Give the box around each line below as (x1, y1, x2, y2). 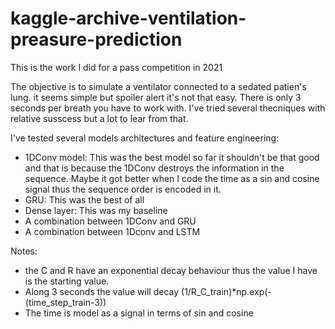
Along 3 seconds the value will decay (24, 285, 180, 297)
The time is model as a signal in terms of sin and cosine (24, 307, 254, 319)
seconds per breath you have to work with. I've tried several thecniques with (10, 102, 326, 114)
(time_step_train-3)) (24, 296, 107, 308)
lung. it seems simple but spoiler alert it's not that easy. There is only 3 (10, 91, 302, 103)
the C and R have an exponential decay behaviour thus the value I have (24, 264, 318, 276)
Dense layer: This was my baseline (24, 204, 168, 216)
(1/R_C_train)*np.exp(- (181, 285, 272, 297)
